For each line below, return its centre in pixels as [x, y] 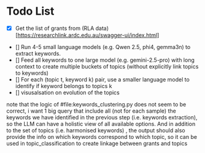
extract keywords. [38, 54]
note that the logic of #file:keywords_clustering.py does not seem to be [96, 104]
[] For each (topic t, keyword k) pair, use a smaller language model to [102, 80]
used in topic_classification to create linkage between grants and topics [97, 143]
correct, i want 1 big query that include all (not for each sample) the [91, 111]
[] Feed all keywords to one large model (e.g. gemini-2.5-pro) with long [105, 60]
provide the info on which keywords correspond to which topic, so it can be [102, 137]
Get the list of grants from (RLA [55, 28]
